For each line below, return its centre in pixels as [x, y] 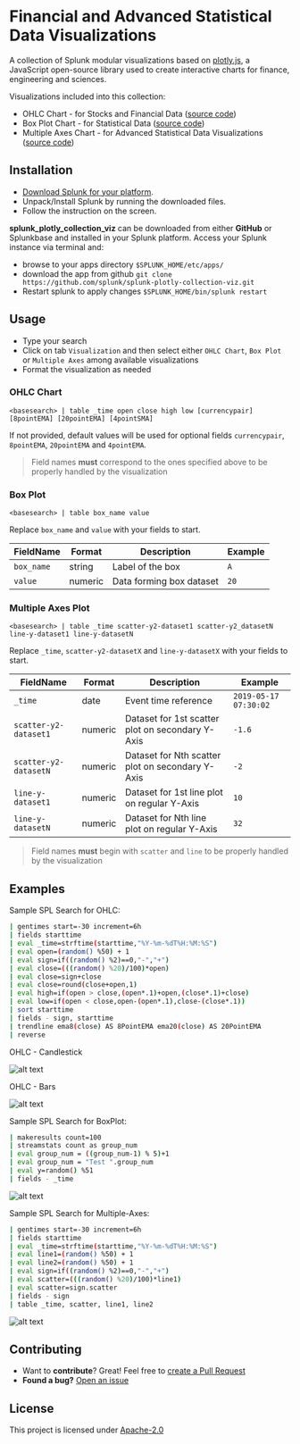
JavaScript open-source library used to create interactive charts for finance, [150, 70]
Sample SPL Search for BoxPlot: [68, 1121]
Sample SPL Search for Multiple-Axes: [79, 1213]
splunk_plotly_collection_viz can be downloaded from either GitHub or [141, 228]
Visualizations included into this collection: [87, 96]
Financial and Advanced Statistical [141, 17]
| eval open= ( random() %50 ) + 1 [69, 952]
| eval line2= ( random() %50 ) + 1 [71, 1263]
